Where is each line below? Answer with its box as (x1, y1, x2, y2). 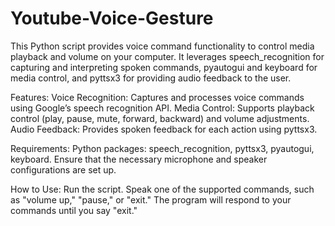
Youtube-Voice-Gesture (10, 7, 214, 30)
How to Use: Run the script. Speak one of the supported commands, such (10, 183, 315, 195)
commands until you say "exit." (10, 204, 138, 216)
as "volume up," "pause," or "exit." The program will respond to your (10, 193, 292, 206)
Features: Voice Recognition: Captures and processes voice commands (10, 91, 305, 103)
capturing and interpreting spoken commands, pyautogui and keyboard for (10, 61, 318, 73)
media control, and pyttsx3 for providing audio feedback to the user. (10, 72, 292, 84)
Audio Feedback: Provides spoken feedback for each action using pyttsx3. (10, 123, 318, 135)
